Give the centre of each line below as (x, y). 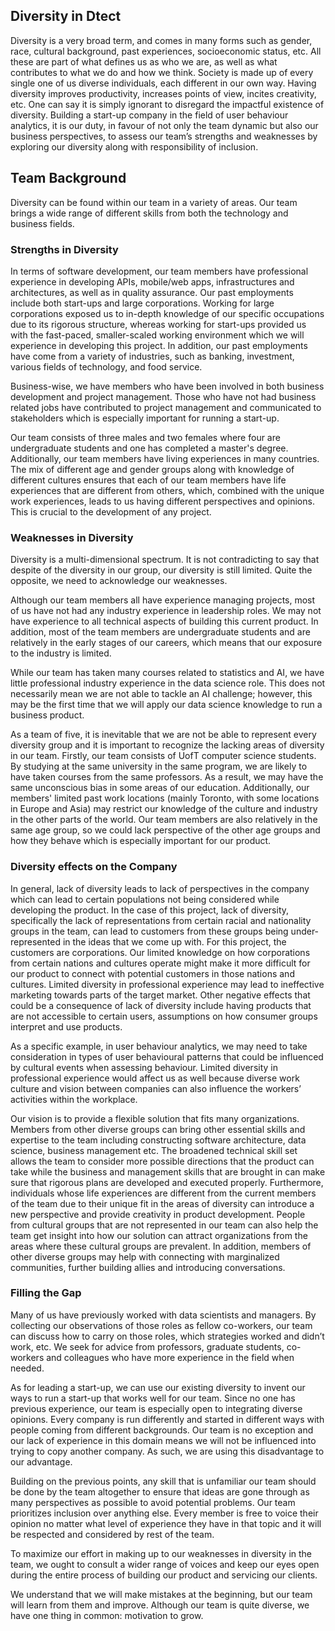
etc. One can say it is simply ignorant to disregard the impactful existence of (167, 104)
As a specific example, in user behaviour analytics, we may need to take (159, 1046)
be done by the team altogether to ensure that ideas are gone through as (160, 1491)
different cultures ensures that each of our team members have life (148, 480)
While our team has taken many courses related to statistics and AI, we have (167, 673)
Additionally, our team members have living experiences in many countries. (165, 458)
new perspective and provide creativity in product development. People (158, 1214)
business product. (47, 715)
